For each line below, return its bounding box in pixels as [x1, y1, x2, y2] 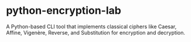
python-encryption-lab [6, 4, 121, 17]
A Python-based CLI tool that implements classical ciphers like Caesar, [6, 23, 177, 30]
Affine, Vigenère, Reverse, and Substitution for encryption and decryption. [6, 29, 186, 36]
